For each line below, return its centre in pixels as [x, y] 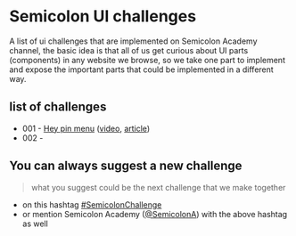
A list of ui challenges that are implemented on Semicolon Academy [133, 41]
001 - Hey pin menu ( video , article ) [86, 128]
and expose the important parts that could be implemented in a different [141, 69]
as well [35, 224]
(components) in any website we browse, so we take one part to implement [147, 60]
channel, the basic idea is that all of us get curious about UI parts [129, 50]
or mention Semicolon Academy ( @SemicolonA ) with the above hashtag [155, 214]
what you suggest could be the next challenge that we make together [158, 187]
